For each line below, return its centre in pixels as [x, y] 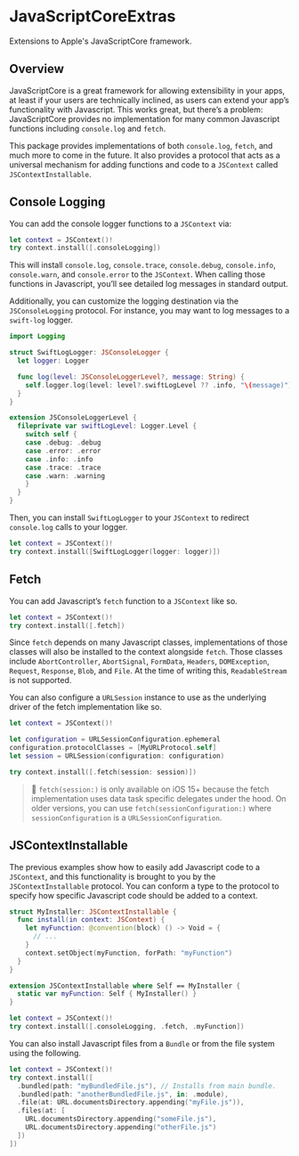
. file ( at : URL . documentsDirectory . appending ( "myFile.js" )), [131, 1103]
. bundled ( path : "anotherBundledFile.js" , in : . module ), [123, 1094]
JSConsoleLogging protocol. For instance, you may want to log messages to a [149, 311]
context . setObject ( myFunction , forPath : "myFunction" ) [129, 953]
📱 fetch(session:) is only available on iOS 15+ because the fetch [150, 789]
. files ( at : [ [41, 1111]
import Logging [37, 337]
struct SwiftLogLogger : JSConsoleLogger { [89, 353]
